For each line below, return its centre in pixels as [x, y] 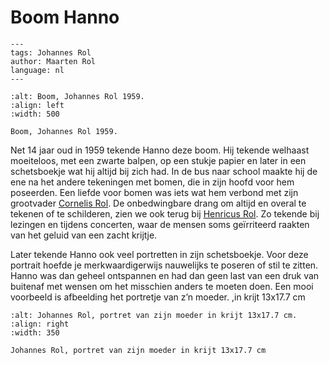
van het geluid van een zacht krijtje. [84, 235]
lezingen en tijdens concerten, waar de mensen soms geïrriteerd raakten [160, 224]
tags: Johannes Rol [51, 52]
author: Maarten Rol [53, 61]
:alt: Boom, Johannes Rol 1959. [77, 96]
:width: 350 [35, 332]
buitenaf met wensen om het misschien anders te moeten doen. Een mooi [162, 286]
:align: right [40, 324]
